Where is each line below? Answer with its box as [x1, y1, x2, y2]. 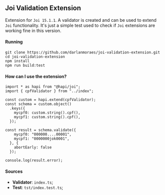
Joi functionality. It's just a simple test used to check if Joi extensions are [5, 22, 156, 28]
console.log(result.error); [5, 158, 63, 163]
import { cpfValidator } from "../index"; [5, 89, 94, 94]
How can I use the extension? [5, 73, 67, 79]
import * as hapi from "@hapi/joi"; [5, 84, 81, 90]
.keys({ [9, 106, 26, 111]
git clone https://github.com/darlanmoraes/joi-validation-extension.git [5, 50, 161, 55]
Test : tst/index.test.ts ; [12, 185, 63, 191]
